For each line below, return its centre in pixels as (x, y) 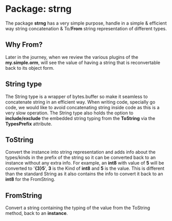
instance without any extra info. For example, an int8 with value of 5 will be (85, 163)
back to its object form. (30, 68)
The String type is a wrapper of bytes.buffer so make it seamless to (77, 96)
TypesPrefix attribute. (29, 124)
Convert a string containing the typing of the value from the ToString (78, 208)
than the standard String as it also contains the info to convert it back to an (84, 174)
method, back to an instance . (37, 213)
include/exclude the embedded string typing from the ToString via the (80, 118)
